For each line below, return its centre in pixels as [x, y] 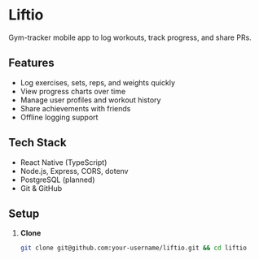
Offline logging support [59, 117]
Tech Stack [37, 143]
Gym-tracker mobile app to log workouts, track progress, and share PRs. [130, 37]
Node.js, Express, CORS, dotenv [74, 171]
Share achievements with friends [75, 108]
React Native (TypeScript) [64, 162]
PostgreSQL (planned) [57, 180]
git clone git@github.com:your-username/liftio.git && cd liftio [133, 248]
